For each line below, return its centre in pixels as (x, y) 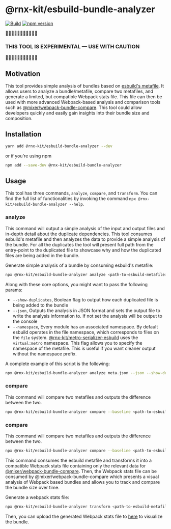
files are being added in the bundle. (42, 255)
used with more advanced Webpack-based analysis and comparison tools (83, 102)
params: (14, 290)
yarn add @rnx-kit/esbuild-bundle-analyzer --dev (59, 146)
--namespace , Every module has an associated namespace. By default (85, 326)
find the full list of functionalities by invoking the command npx (71, 199)
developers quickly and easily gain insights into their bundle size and (77, 113)
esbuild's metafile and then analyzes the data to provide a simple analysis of (85, 239)
